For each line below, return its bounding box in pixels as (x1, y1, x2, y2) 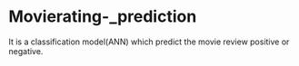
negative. (8, 45, 44, 56)
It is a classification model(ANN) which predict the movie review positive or (8, 36, 290, 47)
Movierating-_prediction (8, 6, 197, 27)
